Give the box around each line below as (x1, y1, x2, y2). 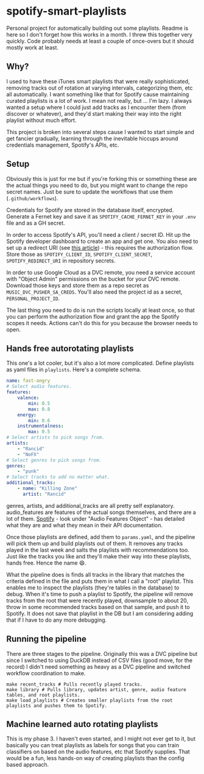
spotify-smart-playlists (6, 4, 127, 18)
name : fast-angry (6, 378, 51, 384)
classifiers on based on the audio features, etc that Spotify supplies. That (6, 748, 190, 756)
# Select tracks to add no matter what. (6, 474, 111, 480)
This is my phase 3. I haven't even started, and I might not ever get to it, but (6, 735, 196, 742)
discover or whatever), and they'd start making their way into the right (6, 110, 181, 117)
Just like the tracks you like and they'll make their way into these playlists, (6, 552, 192, 560)
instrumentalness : (17, 423, 64, 429)
